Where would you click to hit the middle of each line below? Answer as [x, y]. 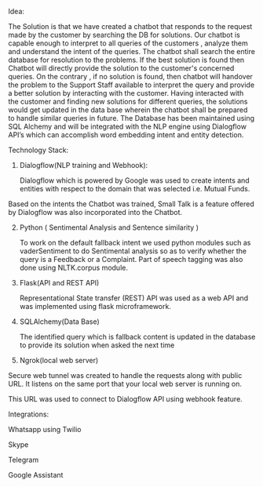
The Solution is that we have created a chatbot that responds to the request [130, 26]
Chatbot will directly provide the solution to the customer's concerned [121, 68]
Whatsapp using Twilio [45, 429]
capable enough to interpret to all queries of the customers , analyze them [128, 43]
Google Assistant [36, 475]
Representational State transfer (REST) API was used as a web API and [134, 298]
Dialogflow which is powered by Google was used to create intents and [134, 180]
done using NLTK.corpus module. [73, 267]
